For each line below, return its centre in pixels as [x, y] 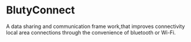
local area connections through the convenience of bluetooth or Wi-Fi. [91, 32]
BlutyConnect [40, 10]
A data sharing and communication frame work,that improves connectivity [95, 26]
